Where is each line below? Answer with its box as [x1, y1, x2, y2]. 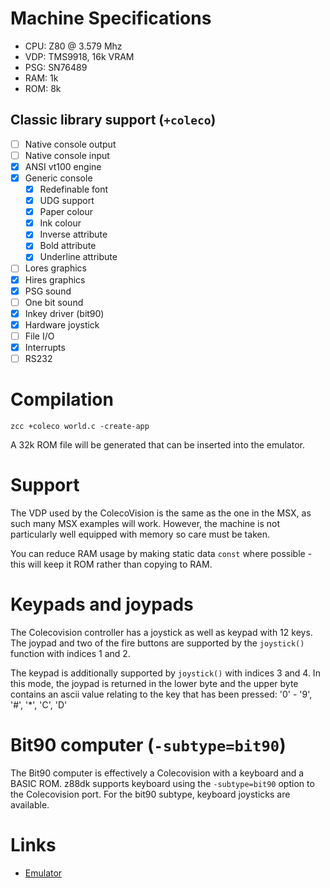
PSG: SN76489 [24, 61, 88, 73]
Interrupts [24, 341, 66, 353]
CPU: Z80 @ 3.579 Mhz [24, 40, 123, 52]
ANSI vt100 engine [24, 160, 102, 172]
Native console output [24, 138, 117, 150]
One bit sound [24, 296, 84, 308]
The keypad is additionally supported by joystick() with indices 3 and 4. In [10, 667, 321, 679]
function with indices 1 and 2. [10, 647, 131, 659]
